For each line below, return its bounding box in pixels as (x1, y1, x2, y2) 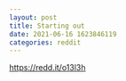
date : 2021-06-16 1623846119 (9, 29, 117, 38)
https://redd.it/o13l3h (9, 62, 86, 73)
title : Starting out (9, 21, 86, 30)
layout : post (9, 12, 58, 22)
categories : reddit (9, 37, 82, 47)
